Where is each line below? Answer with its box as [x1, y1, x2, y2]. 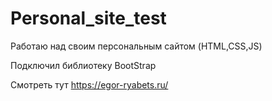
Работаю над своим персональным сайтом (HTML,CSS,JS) [10, 40, 263, 52]
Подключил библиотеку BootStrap [10, 59, 157, 71]
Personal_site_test [10, 7, 167, 30]
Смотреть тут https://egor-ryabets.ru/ [10, 78, 169, 91]
